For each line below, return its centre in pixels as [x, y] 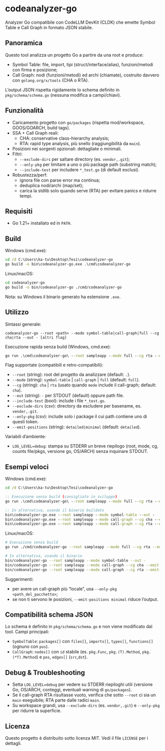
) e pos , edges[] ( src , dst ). [62, 657]
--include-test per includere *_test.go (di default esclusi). [80, 169]
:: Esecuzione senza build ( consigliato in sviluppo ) [61, 497]
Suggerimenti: [19, 579]
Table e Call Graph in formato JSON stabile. [49, 27]
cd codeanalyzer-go [25, 282]
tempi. [26, 196]
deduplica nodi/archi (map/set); [51, 185]
